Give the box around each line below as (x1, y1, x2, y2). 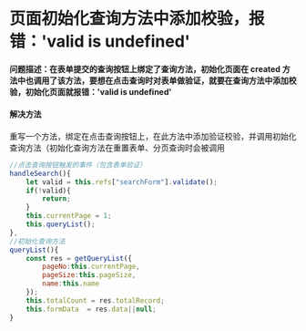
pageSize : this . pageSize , (42, 271, 137, 280)
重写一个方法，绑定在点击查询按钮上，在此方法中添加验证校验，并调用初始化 (9, 130, 297, 141)
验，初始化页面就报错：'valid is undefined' (9, 86, 172, 97)
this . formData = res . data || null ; (25, 305, 157, 314)
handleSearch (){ (9, 169, 71, 178)
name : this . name (42, 279, 100, 288)
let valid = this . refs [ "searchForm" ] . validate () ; (25, 177, 219, 187)
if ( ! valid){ (25, 186, 71, 195)
